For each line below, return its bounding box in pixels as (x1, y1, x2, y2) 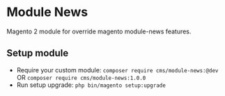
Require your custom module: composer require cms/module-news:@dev (16, 65, 219, 74)
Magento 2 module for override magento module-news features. (6, 27, 192, 35)
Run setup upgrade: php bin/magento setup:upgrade (16, 81, 166, 89)
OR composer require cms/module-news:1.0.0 (16, 73, 146, 81)
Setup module (6, 47, 69, 59)
